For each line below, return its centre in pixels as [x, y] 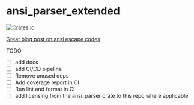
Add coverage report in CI [47, 82]
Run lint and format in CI [45, 89]
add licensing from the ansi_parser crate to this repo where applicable [102, 96]
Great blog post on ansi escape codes [53, 39]
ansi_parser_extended [63, 11]
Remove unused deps [42, 76]
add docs [27, 62]
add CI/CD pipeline [38, 69]
